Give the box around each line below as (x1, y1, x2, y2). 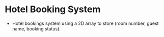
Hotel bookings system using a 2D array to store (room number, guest (12, 20, 159, 26)
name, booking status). (12, 25, 61, 31)
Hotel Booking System (5, 4, 101, 15)
